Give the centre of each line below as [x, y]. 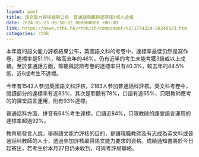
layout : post [22, 12]
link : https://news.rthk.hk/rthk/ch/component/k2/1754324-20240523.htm [97, 28]
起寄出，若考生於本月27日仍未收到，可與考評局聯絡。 [72, 148]
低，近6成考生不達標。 [34, 73]
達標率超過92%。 [28, 121]
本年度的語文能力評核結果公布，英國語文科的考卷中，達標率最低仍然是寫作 [97, 52]
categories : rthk [28, 34]
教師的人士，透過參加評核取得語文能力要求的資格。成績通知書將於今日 [108, 141]
